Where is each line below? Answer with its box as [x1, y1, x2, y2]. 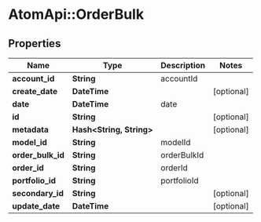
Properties [8, 37, 61, 50]
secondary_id [12, 188, 64, 198]
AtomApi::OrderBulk [8, 5, 144, 24]
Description [160, 60, 206, 71]
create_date [12, 86, 57, 96]
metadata [12, 124, 49, 135]
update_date [12, 201, 61, 211]
